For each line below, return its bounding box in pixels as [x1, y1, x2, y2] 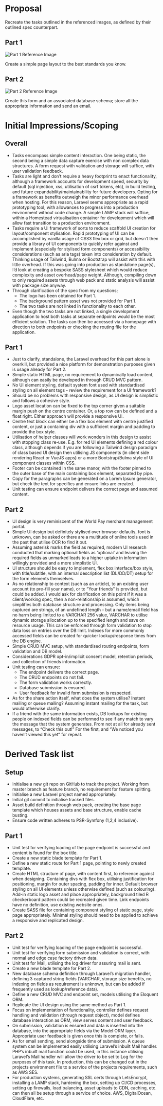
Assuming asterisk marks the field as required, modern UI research [12, 544, 147, 550]
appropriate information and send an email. [5, 103, 91, 109]
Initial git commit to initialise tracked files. [12, 797, 95, 803]
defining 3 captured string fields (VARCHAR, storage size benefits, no [12, 975, 152, 981]
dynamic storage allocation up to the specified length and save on [12, 617, 145, 623]
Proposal [5, 3, 42, 14]
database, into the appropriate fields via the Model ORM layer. [12, 1028, 137, 1034]
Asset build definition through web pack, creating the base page [12, 802, 141, 808]
